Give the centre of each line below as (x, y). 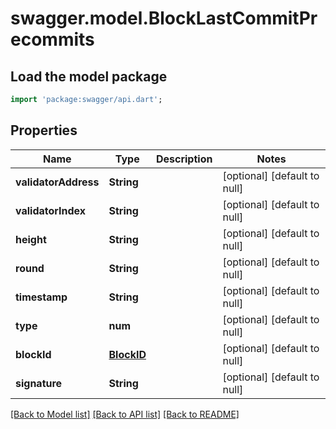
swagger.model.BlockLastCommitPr (164, 18)
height (31, 239)
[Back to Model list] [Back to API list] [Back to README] (125, 414)
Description (184, 159)
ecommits (52, 39)
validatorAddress (57, 182)
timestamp (41, 297)
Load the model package (89, 76)
